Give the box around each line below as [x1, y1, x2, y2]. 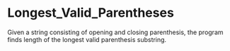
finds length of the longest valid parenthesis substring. [7, 35, 167, 43]
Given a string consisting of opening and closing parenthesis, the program [7, 28, 224, 36]
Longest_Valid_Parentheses [7, 5, 175, 21]
